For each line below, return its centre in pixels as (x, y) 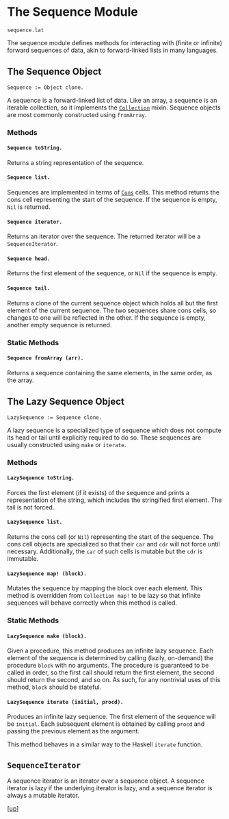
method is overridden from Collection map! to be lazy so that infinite (104, 596)
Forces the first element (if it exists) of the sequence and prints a (98, 492)
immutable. (23, 558)
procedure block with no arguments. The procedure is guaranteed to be (108, 666)
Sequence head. (29, 259)
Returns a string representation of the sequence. (76, 162)
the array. (21, 380)
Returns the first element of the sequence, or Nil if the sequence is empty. (112, 273)
